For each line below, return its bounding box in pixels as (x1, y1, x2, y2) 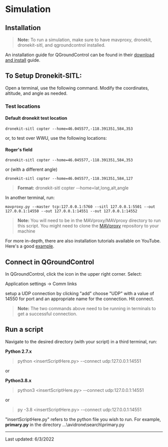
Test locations (5, 103, 40, 110)
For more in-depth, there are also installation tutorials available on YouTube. (5, 238, 161, 244)
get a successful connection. (17, 311, 77, 317)
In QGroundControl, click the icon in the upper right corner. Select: (5, 271, 142, 277)
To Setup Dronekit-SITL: (5, 72, 82, 80)
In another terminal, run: (5, 194, 55, 201)
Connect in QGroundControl (5, 258, 94, 266)
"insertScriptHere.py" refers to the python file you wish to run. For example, (5, 416, 161, 422)
